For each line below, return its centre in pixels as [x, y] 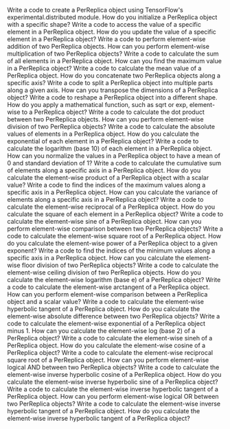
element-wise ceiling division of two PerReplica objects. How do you [104, 273]
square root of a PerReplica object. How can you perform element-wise [108, 360]
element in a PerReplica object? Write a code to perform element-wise [106, 39]
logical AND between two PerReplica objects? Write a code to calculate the [113, 367]
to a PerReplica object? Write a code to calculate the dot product [113, 112]
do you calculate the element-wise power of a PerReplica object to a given [113, 243]
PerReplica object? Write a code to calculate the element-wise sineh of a [110, 338]
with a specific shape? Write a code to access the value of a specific [104, 24]
